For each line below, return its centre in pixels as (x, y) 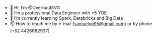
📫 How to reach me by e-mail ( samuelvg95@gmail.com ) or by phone (81, 24)
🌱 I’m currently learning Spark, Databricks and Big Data (66, 18)
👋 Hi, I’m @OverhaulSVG (35, 8)
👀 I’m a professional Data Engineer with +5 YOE (58, 13)
